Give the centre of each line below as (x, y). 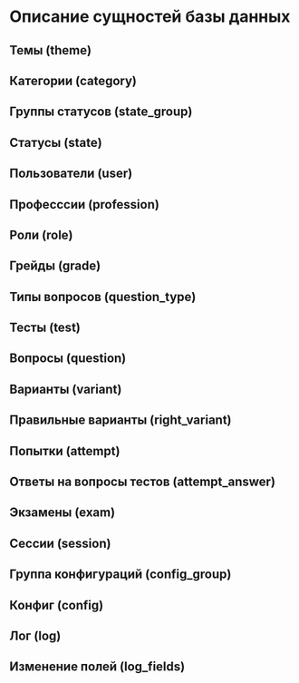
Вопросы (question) (68, 359)
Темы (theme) (51, 50)
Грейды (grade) (55, 266)
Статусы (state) (56, 142)
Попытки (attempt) (65, 451)
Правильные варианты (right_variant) (121, 420)
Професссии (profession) (85, 205)
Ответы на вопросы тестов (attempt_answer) (143, 482)
